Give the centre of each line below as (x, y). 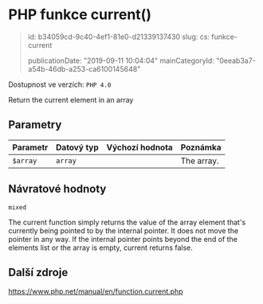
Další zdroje (38, 272)
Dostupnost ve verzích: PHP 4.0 (60, 84)
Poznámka (201, 147)
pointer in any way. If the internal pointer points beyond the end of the (123, 239)
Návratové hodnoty (57, 189)
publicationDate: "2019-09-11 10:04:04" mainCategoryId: (121, 60)
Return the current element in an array (71, 99)
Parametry (35, 125)
